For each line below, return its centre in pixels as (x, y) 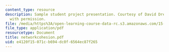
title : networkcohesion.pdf (35, 38)
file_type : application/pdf (35, 28)
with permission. (28, 19)
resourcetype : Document (30, 33)
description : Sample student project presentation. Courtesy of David (81, 14)
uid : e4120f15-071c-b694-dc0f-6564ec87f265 (52, 42)
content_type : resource (30, 10)
